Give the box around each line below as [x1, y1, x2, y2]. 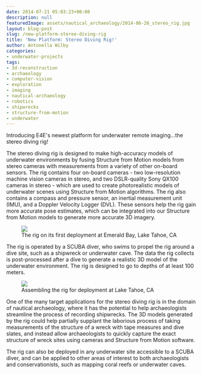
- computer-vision [6, 76, 52, 82]
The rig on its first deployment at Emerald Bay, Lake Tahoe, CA [21, 231, 177, 238]
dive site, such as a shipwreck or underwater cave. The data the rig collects [6, 249, 195, 257]
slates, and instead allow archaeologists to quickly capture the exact [6, 330, 176, 337]
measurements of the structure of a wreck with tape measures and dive [6, 323, 185, 331]
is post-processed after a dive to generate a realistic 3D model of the [6, 256, 178, 263]
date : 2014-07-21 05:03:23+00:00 [6, 8, 90, 15]
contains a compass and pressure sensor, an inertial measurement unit [6, 195, 183, 202]
